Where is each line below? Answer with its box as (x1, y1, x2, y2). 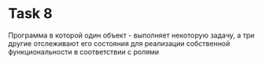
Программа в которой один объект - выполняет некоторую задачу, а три (8, 30, 255, 40)
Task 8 (8, 5, 53, 23)
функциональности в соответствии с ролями (8, 47, 160, 56)
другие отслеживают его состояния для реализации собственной (8, 38, 231, 48)
